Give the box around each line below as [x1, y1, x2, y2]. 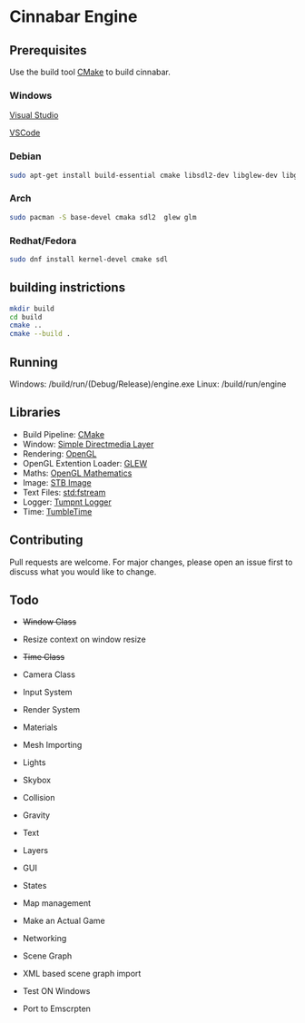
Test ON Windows [22, 986, 91, 997]
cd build [9, 312, 43, 321]
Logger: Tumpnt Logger [22, 497, 112, 507]
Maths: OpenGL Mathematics [22, 467, 133, 478]
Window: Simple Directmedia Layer [22, 438, 154, 449]
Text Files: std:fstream [22, 487, 106, 497]
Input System [22, 687, 73, 698]
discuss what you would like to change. [9, 566, 157, 577]
